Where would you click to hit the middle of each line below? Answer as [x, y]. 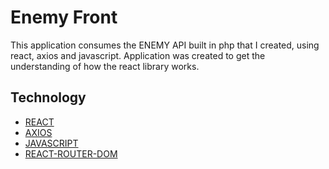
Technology [48, 97]
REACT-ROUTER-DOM [71, 153]
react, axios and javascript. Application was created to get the [138, 55]
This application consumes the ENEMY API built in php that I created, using [165, 45]
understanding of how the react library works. [105, 66]
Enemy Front [64, 17]
